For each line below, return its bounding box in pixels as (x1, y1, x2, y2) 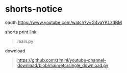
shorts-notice (5, 3, 63, 15)
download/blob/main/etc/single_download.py (17, 62, 109, 68)
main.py (17, 38, 33, 44)
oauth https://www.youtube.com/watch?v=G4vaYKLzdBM (5, 19, 122, 25)
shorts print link (5, 29, 37, 35)
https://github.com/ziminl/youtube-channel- (17, 57, 106, 63)
